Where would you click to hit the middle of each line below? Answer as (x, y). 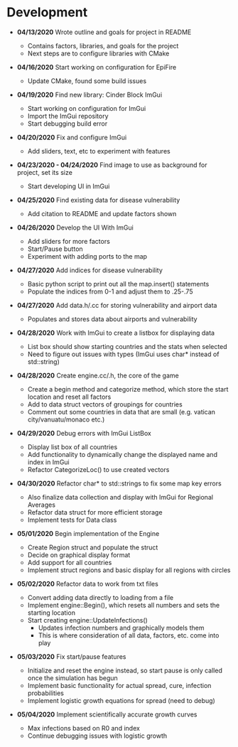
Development (47, 12)
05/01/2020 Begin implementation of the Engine (88, 533)
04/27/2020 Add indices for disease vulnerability (90, 270)
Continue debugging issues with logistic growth (97, 736)
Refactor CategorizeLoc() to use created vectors (98, 469)
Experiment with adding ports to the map (87, 256)
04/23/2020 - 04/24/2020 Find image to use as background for (112, 165)
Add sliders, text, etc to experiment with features (99, 151)
